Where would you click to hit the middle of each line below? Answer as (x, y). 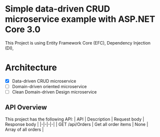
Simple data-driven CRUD (58, 9)
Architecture (31, 68)
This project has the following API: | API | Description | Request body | (75, 119)
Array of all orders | (24, 129)
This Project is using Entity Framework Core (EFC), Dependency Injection (78, 43)
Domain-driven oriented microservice (49, 86)
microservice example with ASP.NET (80, 19)
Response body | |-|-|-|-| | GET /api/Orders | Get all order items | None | (77, 124)
